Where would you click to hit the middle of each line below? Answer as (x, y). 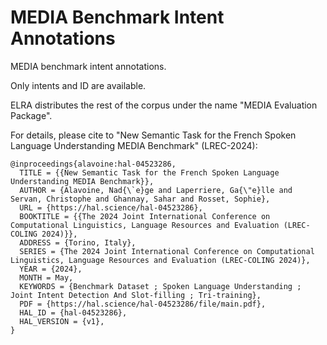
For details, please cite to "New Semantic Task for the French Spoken (153, 135)
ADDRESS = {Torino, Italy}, (78, 242)
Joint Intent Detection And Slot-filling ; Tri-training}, (136, 295)
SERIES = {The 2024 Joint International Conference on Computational (167, 251)
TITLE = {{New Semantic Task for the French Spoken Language (149, 172)
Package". (31, 115)
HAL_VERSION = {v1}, (62, 321)
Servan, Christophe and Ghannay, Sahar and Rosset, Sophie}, (140, 199)
